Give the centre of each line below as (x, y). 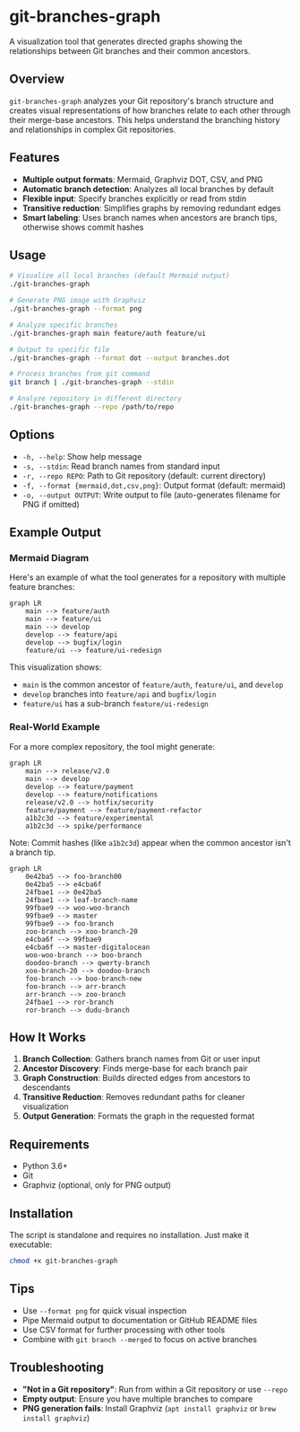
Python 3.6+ (45, 1166)
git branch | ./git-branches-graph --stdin (92, 382)
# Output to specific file (60, 349)
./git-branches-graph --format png (76, 309)
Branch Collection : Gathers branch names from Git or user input (141, 1059)
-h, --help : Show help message (82, 456)
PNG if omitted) (51, 504)
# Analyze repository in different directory (95, 399)
